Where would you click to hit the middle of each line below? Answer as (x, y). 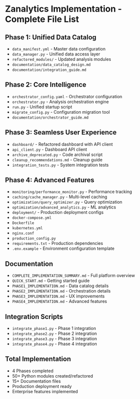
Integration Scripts (34, 317)
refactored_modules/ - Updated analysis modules (61, 59)
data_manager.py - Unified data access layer (56, 54)
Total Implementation (38, 359)
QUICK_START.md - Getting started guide (51, 281)
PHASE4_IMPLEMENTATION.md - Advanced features (60, 301)
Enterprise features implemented (45, 391)
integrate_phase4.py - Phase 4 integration (54, 344)
